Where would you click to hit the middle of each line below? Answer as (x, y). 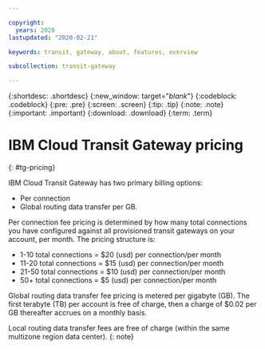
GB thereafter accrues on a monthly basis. (78, 313)
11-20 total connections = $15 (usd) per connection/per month (122, 264)
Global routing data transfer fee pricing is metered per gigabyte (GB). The (129, 295)
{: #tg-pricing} (32, 168)
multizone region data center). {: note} (71, 337)
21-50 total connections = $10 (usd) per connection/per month (123, 272)
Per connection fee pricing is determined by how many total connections (128, 222)
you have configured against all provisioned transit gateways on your (122, 231)
